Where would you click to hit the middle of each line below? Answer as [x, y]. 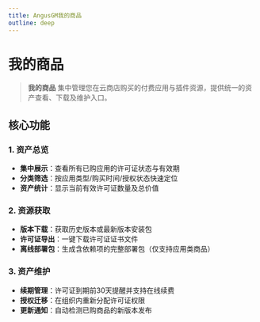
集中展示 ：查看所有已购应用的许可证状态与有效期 [99, 169]
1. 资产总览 [29, 150]
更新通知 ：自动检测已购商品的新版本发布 [86, 310]
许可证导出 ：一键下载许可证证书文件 [79, 239]
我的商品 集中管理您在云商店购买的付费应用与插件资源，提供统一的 [136, 88]
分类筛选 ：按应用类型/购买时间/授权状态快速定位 [99, 178]
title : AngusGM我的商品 [45, 15]
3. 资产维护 [29, 271]
